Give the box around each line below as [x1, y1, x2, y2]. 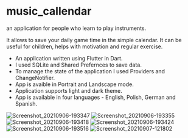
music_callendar [6, 4, 92, 18]
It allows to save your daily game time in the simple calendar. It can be [6, 36, 182, 43]
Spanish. [15, 100, 38, 107]
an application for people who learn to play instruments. [6, 24, 147, 32]
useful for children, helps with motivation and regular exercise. [6, 43, 163, 50]
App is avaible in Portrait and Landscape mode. [15, 81, 134, 88]
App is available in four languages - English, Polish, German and [15, 93, 176, 101]
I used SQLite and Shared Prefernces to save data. [15, 61, 142, 68]
